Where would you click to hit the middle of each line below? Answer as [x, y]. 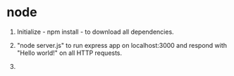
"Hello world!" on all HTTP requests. [69, 53]
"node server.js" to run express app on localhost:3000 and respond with [122, 45]
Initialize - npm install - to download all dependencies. [95, 32]
